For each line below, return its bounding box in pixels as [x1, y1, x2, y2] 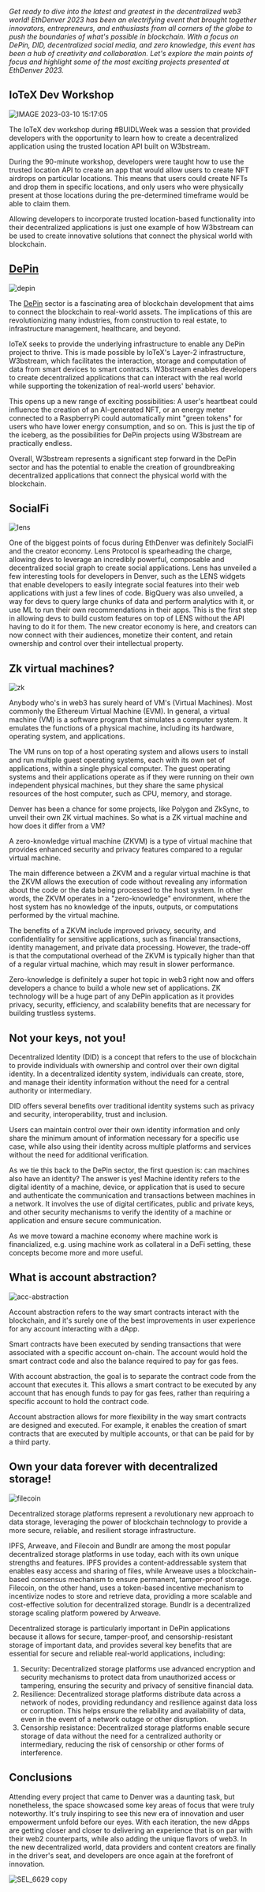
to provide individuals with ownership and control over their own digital [9, 1061, 240, 1071]
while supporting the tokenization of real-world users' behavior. [9, 381, 216, 391]
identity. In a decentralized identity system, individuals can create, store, [9, 1069, 244, 1078]
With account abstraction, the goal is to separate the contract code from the [9, 1371, 256, 1380]
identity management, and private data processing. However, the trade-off [9, 942, 251, 952]
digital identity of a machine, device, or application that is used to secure [9, 1182, 245, 1192]
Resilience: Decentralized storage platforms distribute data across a [20, 1689, 241, 1698]
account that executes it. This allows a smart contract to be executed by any [9, 1380, 257, 1389]
